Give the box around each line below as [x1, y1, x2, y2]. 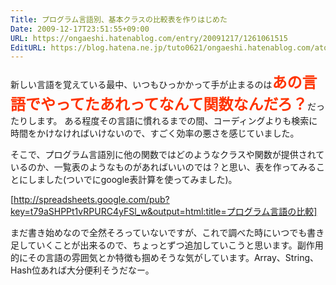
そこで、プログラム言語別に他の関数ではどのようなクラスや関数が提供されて [10, 149, 325, 161]
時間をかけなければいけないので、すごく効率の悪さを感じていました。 [10, 127, 300, 140]
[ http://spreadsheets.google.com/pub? [10, 194, 170, 206]
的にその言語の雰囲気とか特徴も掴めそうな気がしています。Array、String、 [10, 252, 320, 264]
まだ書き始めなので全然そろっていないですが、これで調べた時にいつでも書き [10, 227, 325, 239]
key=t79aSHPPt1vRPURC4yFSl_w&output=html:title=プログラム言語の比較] [10, 206, 318, 218]
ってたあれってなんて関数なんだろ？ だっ [54, 95, 325, 115]
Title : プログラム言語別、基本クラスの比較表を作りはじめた [10, 14, 228, 25]
